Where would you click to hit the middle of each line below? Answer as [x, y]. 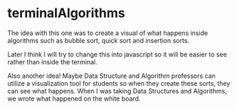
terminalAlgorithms [67, 13]
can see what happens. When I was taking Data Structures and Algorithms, [117, 91]
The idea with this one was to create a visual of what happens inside [108, 33]
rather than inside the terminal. [52, 61]
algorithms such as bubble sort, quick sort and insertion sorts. [99, 40]
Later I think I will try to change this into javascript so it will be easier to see [117, 54]
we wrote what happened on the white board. [74, 99]
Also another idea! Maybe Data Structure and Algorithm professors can [111, 76]
